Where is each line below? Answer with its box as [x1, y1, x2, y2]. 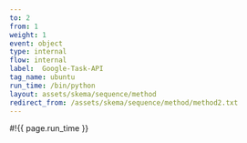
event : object [9, 38, 64, 48]
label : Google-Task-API [9, 65, 104, 74]
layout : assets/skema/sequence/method [9, 89, 157, 98]
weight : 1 [9, 30, 47, 39]
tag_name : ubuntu [9, 73, 76, 82]
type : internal [9, 47, 67, 56]
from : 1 [9, 22, 39, 31]
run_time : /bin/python [9, 81, 96, 90]
